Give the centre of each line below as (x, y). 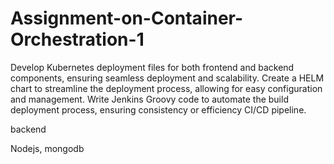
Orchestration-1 (77, 39)
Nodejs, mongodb (47, 148)
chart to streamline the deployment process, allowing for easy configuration (166, 88)
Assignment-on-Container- (127, 18)
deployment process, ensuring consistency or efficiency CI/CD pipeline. (158, 109)
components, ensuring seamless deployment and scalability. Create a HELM (167, 78)
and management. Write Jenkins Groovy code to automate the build (149, 99)
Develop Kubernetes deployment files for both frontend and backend (152, 67)
